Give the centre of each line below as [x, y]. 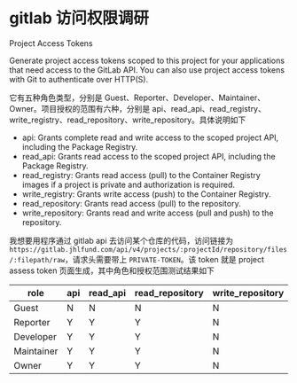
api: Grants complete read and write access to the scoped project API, [150, 137]
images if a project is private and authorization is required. [129, 184]
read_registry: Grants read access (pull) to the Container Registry [141, 175]
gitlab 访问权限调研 [79, 18]
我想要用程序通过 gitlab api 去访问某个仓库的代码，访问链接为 [121, 240]
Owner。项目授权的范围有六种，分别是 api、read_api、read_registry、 [137, 108]
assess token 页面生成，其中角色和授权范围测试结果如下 [112, 270]
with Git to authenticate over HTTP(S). [79, 79]
